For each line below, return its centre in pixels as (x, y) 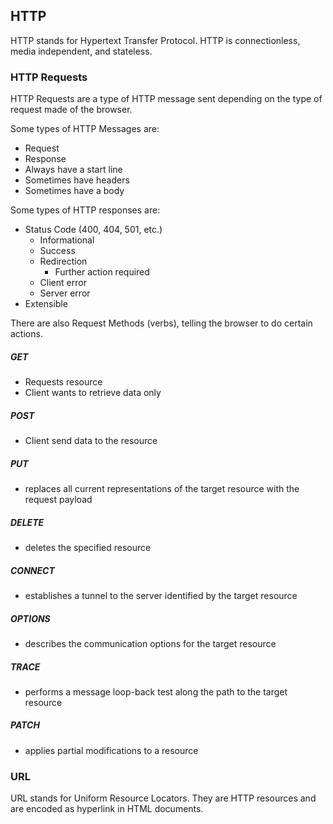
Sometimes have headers (77, 180)
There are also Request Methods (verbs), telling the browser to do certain (161, 323)
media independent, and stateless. (81, 51)
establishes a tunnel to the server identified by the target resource (161, 595)
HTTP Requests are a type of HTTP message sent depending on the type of (166, 99)
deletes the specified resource (88, 547)
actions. (26, 334)
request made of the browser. (71, 110)
